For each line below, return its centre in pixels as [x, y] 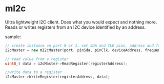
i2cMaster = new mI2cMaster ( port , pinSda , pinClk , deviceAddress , [74, 50]
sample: [13, 37]
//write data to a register [34, 72]
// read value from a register [37, 59]
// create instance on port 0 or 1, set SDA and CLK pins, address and [79, 45]
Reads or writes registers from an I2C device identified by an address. [75, 27]
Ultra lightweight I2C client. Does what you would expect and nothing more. [81, 22]
